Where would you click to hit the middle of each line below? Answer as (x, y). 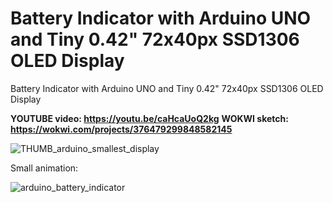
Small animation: (44, 168)
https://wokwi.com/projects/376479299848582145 (121, 129)
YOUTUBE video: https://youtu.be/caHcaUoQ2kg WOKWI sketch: (149, 118)
